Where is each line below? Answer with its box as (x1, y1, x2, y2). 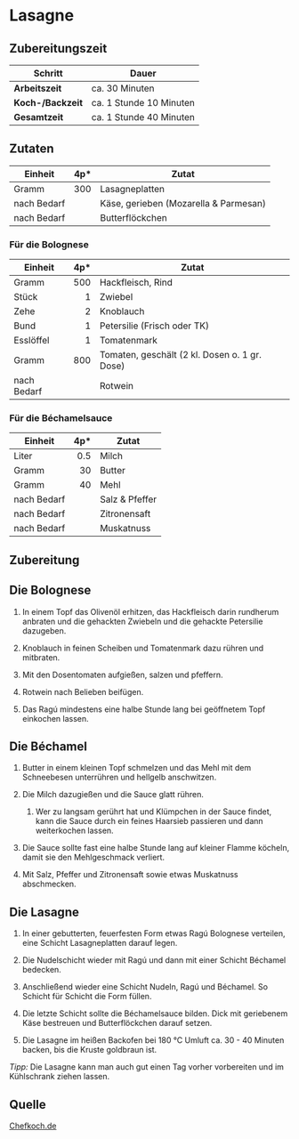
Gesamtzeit (13, 111, 64, 123)
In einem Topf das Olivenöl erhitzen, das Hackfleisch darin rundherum (21, 606, 279, 617)
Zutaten (9, 141, 55, 157)
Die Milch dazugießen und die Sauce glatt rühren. (21, 789, 205, 800)
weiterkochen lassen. (35, 825, 114, 836)
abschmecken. (21, 878, 77, 890)
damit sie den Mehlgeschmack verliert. (21, 852, 166, 863)
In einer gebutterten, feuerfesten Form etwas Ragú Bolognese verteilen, (21, 928, 287, 939)
